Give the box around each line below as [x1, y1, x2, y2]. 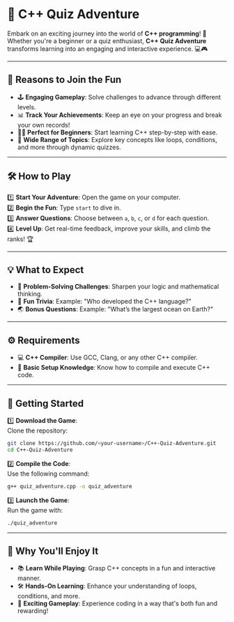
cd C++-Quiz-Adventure [7, 446, 73, 453]
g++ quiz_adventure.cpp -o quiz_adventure [7, 483, 132, 490]
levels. [17, 102, 36, 111]
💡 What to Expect [7, 264, 84, 276]
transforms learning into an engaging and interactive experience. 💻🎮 [7, 45, 208, 53]
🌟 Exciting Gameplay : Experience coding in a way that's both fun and [17, 599, 218, 608]
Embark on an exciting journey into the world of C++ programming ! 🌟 [7, 29, 207, 38]
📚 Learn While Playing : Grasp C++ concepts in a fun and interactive [17, 564, 216, 573]
